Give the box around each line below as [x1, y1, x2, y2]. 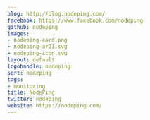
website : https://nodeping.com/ [7, 102, 102, 109]
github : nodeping [7, 23, 58, 30]
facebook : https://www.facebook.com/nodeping [7, 17, 143, 24]
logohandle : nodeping [7, 63, 71, 70]
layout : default [7, 56, 55, 64]
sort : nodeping [7, 69, 52, 76]
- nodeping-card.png [7, 37, 68, 44]
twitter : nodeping [7, 96, 61, 103]
